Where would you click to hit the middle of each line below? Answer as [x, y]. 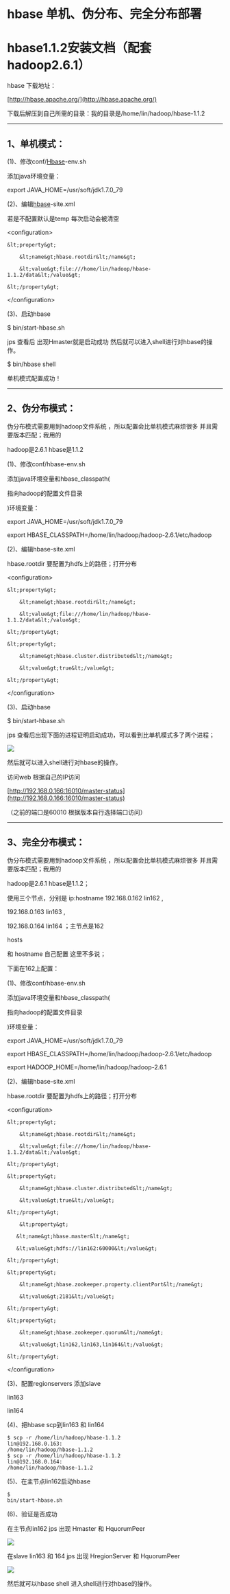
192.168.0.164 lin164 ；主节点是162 [55, 926]
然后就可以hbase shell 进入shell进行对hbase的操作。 [81, 1583]
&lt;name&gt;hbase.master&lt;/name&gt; [73, 1236]
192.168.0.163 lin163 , [36, 911]
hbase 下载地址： [32, 86]
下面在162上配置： [33, 968]
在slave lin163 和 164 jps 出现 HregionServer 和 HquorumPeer [93, 1556]
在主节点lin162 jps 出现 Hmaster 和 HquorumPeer [76, 1528]
